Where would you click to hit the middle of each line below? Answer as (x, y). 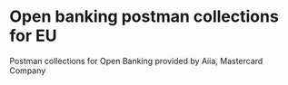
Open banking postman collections (144, 17)
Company (28, 71)
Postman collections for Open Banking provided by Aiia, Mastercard (136, 61)
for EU (33, 36)
